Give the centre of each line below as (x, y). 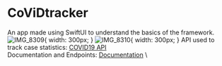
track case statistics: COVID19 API (57, 47)
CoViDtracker (48, 13)
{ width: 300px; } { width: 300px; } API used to (129, 39)
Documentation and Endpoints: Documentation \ (77, 55)
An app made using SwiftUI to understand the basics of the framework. (111, 32)
